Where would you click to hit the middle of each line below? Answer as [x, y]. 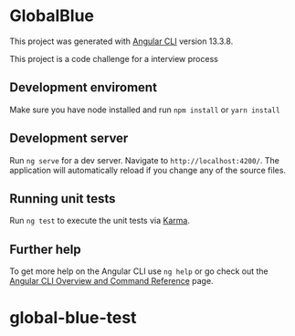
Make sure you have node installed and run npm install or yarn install [145, 110]
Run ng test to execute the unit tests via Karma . [100, 221]
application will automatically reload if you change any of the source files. [147, 170]
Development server [69, 138]
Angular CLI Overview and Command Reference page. [111, 281]
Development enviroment [84, 88]
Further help [46, 249]
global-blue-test [73, 318]
